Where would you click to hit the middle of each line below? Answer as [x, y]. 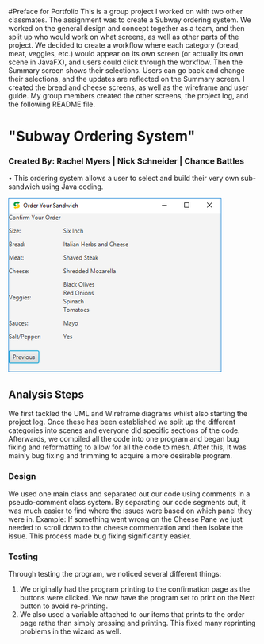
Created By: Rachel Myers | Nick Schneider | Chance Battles [126, 161]
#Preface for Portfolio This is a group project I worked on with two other [126, 12]
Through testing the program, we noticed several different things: [115, 573]
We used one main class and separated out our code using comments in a [129, 494]
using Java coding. [73, 187]
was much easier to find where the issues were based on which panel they [130, 511]
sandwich [24, 187]
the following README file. [52, 104]
